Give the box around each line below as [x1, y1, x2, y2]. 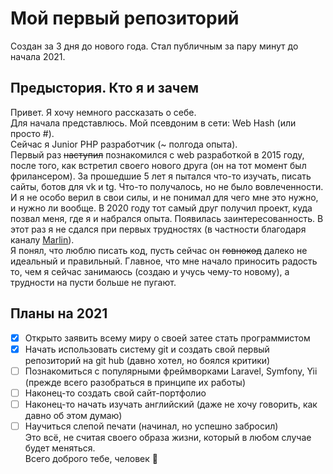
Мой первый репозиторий [10, 7, 240, 30]
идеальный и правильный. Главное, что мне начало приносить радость [10, 255, 318, 267]
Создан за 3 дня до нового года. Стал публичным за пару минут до [10, 40, 299, 52]
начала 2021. [10, 50, 66, 62]
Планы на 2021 [10, 305, 108, 322]
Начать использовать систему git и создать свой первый [24, 343, 270, 355]
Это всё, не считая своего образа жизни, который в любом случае [24, 431, 312, 443]
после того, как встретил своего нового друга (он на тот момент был [10, 159, 307, 171]
